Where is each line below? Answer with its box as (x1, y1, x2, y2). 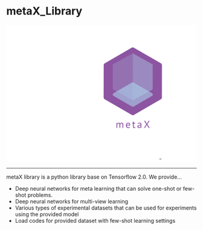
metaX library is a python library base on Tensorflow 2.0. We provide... (6, 173, 182, 180)
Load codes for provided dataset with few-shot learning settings (14, 217, 176, 224)
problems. (27, 191, 53, 199)
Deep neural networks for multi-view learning (14, 197, 129, 205)
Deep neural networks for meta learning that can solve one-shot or (14, 185, 182, 192)
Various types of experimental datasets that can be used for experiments (14, 204, 197, 211)
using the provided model (14, 210, 79, 218)
